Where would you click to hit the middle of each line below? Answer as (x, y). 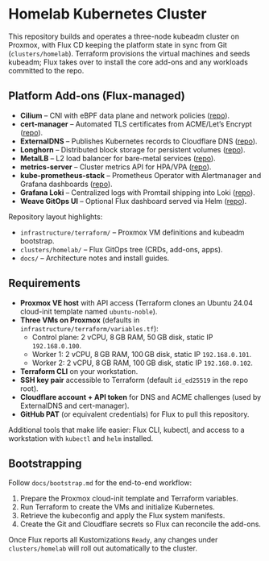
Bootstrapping (45, 463)
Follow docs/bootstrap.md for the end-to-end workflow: (100, 483)
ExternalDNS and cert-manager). (74, 405)
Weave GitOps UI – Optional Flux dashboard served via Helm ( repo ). (133, 201)
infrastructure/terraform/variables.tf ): (89, 328)
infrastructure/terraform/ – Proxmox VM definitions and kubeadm (132, 232)
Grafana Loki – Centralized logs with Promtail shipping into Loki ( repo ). (137, 192)
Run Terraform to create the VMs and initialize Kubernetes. (117, 507)
